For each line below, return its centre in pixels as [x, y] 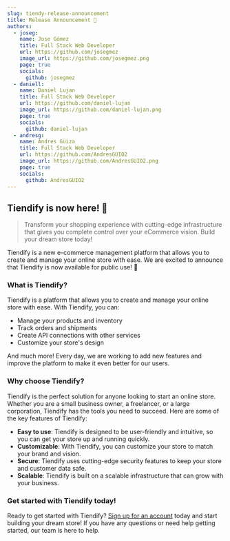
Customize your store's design [61, 343]
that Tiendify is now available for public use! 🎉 [73, 267]
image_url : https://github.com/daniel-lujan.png [91, 110]
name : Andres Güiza [48, 142]
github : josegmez [50, 78]
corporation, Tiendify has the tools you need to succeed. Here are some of [113, 411]
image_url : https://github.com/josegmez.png [84, 59]
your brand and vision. [49, 453]
